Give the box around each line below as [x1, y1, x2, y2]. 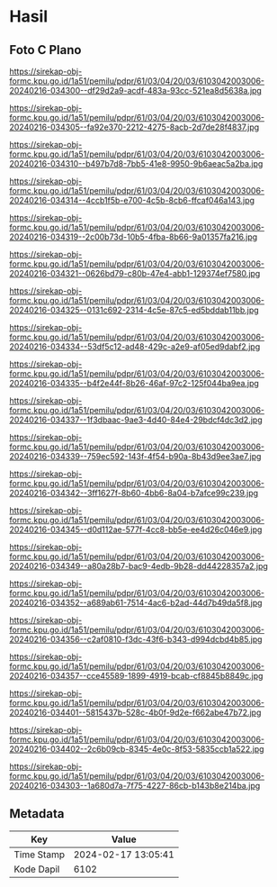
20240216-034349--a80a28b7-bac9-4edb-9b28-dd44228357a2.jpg [9, 561, 268, 571]
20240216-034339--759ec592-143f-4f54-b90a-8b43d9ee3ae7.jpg [9, 451, 262, 461]
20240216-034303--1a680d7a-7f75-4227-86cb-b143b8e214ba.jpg [9, 781, 261, 791]
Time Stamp [13, 848, 66, 861]
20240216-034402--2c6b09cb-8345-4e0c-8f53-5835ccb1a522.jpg [9, 744, 264, 754]
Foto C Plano [9, 42, 82, 58]
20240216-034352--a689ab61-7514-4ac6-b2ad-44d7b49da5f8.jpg [9, 597, 263, 608]
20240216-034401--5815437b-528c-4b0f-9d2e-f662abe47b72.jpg [9, 707, 262, 718]
